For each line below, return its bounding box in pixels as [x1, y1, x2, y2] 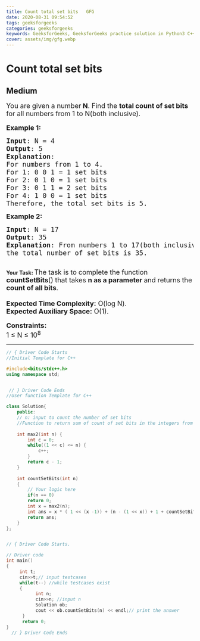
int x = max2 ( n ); [27, 503, 70, 509]
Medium [6, 86, 37, 96]
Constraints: [6, 321, 47, 329]
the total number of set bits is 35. [6, 248, 148, 257]
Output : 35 [6, 233, 47, 241]
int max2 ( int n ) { [17, 431, 62, 437]
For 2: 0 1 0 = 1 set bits [6, 176, 107, 184]
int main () [6, 558, 33, 564]
